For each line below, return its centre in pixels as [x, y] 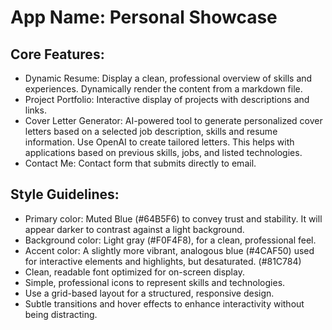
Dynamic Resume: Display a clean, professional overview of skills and [168, 78]
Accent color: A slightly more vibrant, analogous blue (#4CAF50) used [169, 250]
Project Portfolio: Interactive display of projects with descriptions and [167, 99]
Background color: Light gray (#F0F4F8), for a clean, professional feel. [170, 240]
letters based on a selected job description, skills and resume [151, 131]
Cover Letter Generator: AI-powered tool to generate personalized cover [173, 120]
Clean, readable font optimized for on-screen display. [134, 272]
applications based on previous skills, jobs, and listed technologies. [163, 152]
